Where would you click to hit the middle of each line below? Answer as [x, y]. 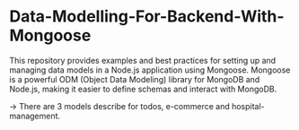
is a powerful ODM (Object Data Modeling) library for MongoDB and [135, 79]
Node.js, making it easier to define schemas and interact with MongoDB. [143, 89]
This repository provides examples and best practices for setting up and [143, 60]
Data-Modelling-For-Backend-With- [147, 17]
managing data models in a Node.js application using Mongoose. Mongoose [150, 70]
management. [35, 116]
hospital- [248, 106]
